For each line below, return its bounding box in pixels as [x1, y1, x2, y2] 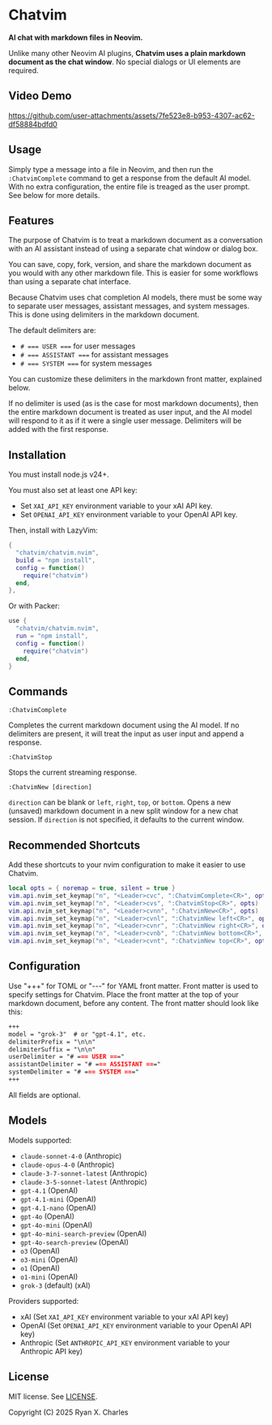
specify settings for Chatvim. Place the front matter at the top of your [8, 989, 239, 1000]
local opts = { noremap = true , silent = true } [8, 884, 176, 892]
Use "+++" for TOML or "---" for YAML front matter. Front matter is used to [8, 981, 259, 991]
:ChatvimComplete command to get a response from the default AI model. [8, 173, 252, 183]
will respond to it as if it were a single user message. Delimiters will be [8, 416, 242, 425]
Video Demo [8, 89, 72, 103]
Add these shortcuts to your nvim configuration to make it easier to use [8, 860, 246, 870]
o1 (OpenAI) [19, 1263, 61, 1272]
